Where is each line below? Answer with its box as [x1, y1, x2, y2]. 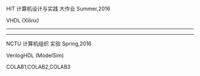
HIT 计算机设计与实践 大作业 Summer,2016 [6, 5, 111, 12]
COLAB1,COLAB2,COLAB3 [6, 64, 71, 70]
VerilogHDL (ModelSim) [6, 52, 64, 59]
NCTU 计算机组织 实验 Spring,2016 [6, 40, 92, 47]
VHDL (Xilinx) [6, 17, 39, 24]
